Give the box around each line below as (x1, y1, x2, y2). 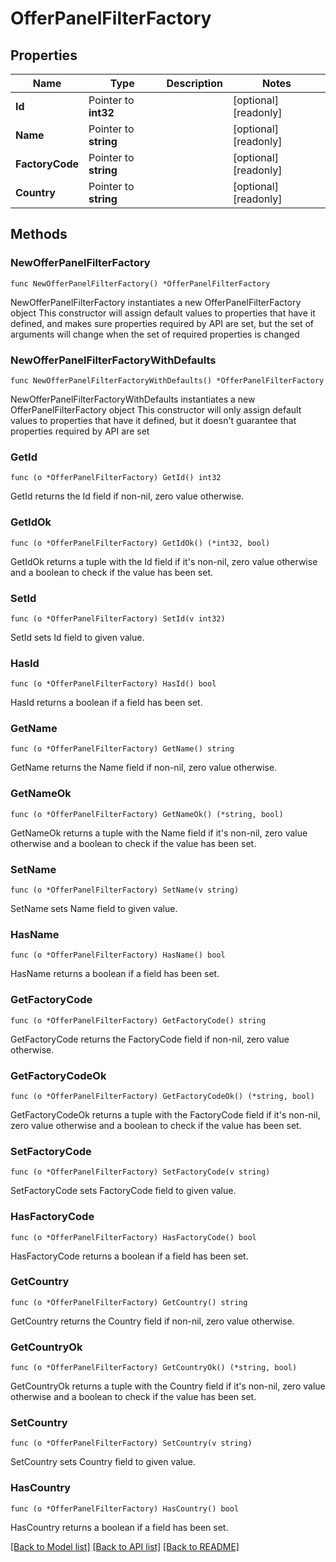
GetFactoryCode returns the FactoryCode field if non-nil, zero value (10, 1033, 290, 1045)
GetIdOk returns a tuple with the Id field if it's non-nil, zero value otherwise (10, 555, 318, 567)
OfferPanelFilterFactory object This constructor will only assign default (10, 403, 302, 416)
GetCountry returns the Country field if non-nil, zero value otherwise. (10, 1315, 295, 1327)
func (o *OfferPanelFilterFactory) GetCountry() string (10, 1297, 248, 1307)
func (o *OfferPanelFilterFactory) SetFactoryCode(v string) (10, 1167, 271, 1177)
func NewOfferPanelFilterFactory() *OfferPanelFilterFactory (10, 278, 271, 289)
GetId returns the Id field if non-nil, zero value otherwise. (10, 490, 245, 502)
